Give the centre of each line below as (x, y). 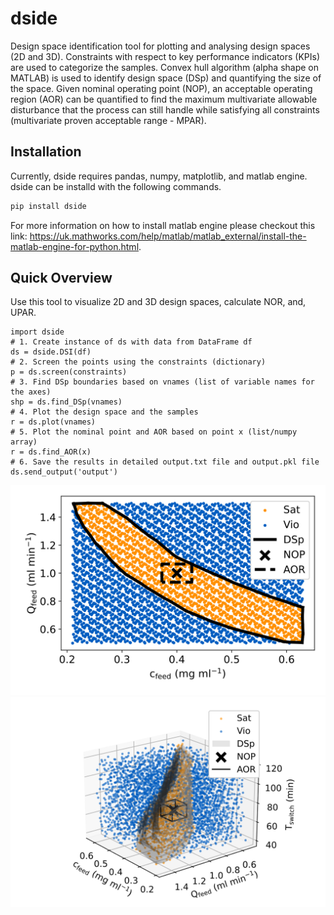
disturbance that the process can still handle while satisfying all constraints (165, 109)
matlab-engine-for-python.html (75, 246)
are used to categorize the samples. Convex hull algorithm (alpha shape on (165, 67)
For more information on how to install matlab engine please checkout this (163, 225)
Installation (46, 152)
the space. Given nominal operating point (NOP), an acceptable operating (161, 88)
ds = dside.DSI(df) (51, 352)
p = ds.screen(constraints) (69, 372)
